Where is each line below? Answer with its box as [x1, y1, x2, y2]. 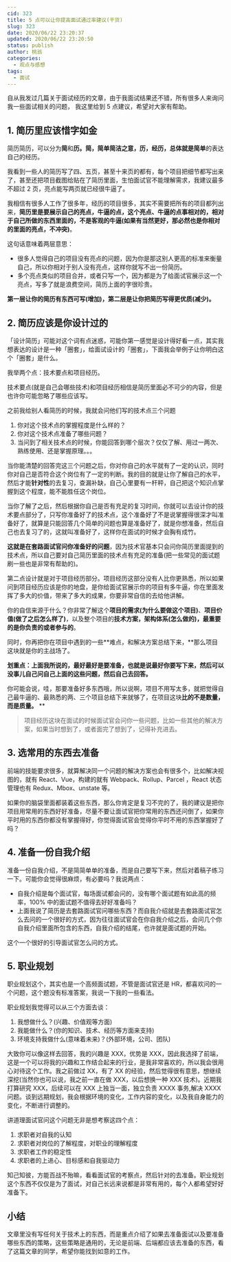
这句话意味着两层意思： [7, 240, 74, 248]
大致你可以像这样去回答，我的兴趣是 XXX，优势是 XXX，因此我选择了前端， [7, 1050, 222, 1058]
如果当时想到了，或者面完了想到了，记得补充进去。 [36, 725, 181, 733]
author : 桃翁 [7, 49, 43, 56]
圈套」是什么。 [19, 354, 62, 362]
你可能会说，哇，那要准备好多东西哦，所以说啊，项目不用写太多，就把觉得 [7, 685, 218, 692]
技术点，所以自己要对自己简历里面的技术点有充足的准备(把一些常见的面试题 [7, 551, 221, 559]
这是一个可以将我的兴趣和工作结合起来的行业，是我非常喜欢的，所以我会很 [7, 1058, 218, 1066]
